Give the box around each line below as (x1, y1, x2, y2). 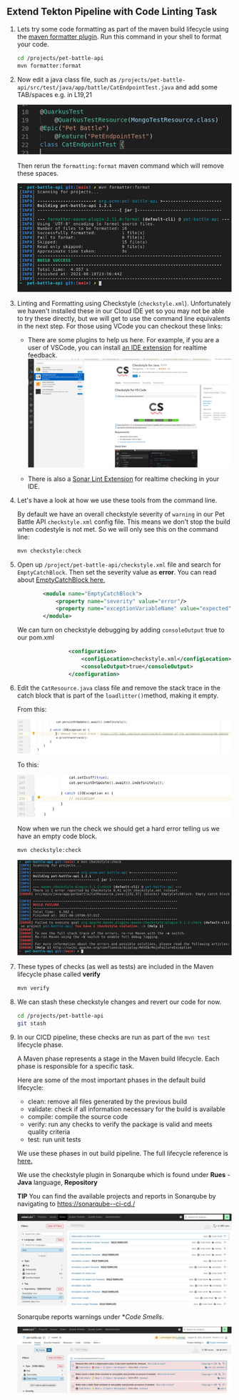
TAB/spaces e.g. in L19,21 (16, 90, 92, 99)
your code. (16, 39, 49, 49)
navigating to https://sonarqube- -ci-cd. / (16, 1199, 136, 1208)
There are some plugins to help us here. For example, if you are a (27, 336, 220, 344)
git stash (16, 1020, 47, 1027)
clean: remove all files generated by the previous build (27, 1097, 188, 1106)
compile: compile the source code (27, 1112, 128, 1121)
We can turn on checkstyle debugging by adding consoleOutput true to (16, 625, 225, 635)
